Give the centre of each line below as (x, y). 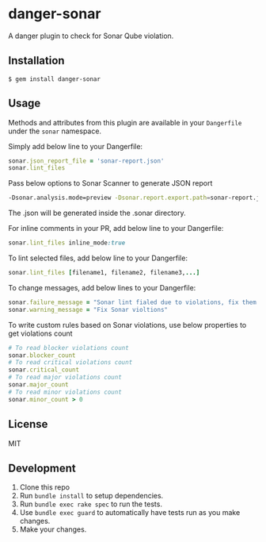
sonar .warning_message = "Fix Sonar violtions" (88, 309)
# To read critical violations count (70, 363)
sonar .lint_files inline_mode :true (67, 243)
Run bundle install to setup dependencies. (91, 496)
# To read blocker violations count (68, 348)
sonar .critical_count (44, 370)
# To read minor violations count (65, 392)
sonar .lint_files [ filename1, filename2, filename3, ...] (104, 273)
